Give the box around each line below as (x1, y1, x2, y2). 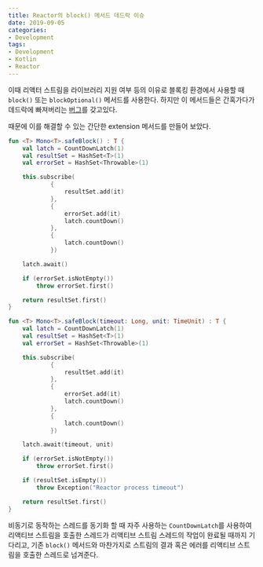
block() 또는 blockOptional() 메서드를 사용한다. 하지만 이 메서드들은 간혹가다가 (8, 95, 255, 104)
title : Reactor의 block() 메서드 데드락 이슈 (8, 11, 145, 20)
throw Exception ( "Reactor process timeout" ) (36, 484, 184, 492)
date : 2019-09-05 (8, 19, 65, 27)
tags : (8, 41, 26, 49)
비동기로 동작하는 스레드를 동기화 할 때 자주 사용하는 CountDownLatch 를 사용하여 (8, 520, 253, 530)
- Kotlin (8, 56, 37, 64)
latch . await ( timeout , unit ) (22, 441, 114, 448)
